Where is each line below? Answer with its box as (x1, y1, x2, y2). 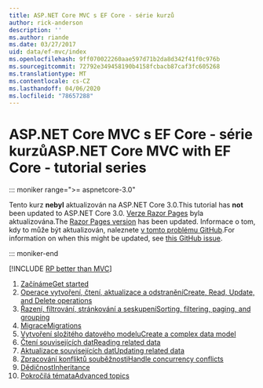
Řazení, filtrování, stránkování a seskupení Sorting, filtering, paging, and (20, 304, 251, 314)
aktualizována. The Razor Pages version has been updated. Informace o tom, (9, 217, 256, 226)
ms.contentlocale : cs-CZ (9, 77, 90, 85)
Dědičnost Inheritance (20, 363, 90, 372)
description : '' (9, 26, 62, 34)
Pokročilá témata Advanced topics (20, 371, 130, 381)
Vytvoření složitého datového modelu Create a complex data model (20, 329, 236, 339)
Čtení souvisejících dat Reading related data (20, 338, 161, 347)
